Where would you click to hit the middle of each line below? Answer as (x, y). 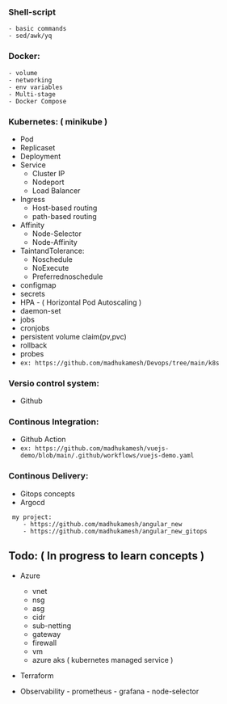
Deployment (40, 156)
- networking (30, 80)
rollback (34, 345)
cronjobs (35, 328)
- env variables (36, 87)
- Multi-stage (32, 94)
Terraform (37, 675)
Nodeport (48, 182)
